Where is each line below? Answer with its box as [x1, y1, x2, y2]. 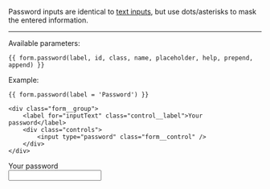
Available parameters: [8, 39, 80, 47]
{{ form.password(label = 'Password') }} [8, 91, 149, 99]
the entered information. [8, 15, 88, 25]
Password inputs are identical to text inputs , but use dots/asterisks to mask [8, 7, 257, 16]
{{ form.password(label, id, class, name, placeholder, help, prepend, [8, 54, 253, 62]
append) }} [8, 61, 45, 69]
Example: [8, 76, 39, 84]
